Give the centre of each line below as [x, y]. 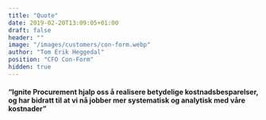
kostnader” [27, 109]
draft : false [30, 30]
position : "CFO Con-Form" [51, 60]
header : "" [26, 37]
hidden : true [30, 67]
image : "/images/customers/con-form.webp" [79, 45]
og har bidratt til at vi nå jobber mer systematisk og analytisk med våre [127, 100]
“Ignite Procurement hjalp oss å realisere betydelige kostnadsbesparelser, [133, 92]
